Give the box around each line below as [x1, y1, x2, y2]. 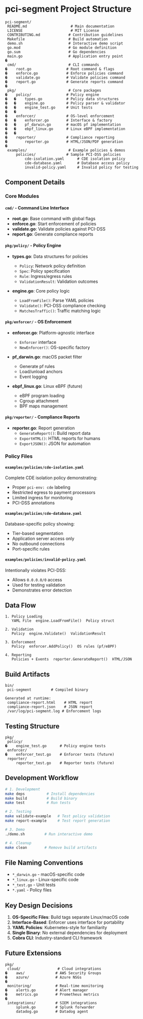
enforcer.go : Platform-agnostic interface [12, 330, 95, 336]
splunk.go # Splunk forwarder [16, 1005, 95, 1010]
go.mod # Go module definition [7, 45, 117, 50]
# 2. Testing [5, 809, 32, 814]
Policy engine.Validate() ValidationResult [11, 631, 106, 636]
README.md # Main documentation [7, 23, 115, 29]
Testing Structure [5, 722, 60, 730]
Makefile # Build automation [7, 37, 108, 42]
